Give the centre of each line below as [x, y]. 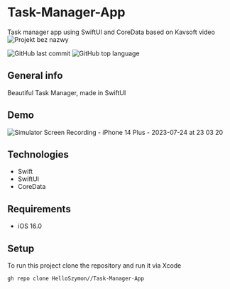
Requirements [39, 209]
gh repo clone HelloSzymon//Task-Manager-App [76, 278]
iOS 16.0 [30, 226]
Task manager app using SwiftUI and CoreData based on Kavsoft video [111, 32]
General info [35, 76]
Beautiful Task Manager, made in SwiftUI [67, 92]
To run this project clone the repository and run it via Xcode [94, 266]
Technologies [38, 154]
